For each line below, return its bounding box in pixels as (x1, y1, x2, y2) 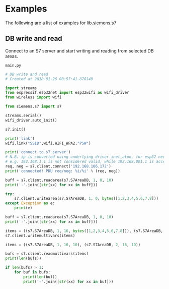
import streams (5, 85, 37, 91)
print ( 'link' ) (5, 136, 35, 141)
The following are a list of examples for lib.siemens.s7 (5, 20, 117, 26)
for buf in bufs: (14, 270, 51, 275)
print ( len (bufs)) (5, 256, 42, 261)
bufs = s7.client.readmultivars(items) (5, 251, 89, 256)
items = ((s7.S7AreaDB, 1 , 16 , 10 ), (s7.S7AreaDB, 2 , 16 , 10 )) (5, 242, 141, 247)
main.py (5, 63, 22, 68)
